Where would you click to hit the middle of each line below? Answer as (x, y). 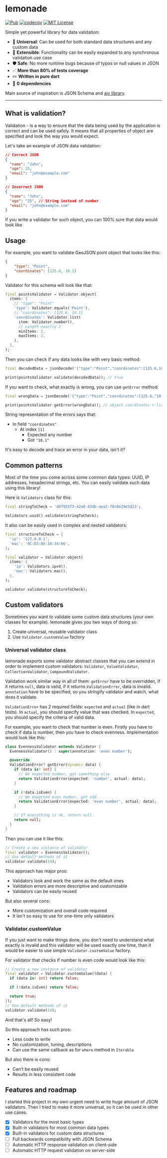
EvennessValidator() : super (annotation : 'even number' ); (71, 751)
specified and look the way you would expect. (52, 136)
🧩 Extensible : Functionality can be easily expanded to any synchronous (86, 52)
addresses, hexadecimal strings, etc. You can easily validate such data (78, 483)
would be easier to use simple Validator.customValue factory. (68, 950)
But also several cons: (28, 901)
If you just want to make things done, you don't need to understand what (80, 940)
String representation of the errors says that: (51, 414)
